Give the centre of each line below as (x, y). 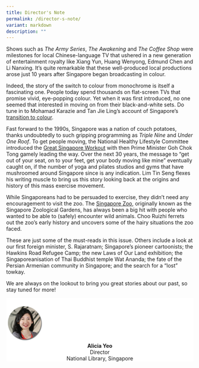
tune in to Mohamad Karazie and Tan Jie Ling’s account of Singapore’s (92, 111)
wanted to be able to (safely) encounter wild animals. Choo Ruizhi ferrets (95, 216)
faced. (14, 229)
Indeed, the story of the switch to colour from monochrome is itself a (90, 86)
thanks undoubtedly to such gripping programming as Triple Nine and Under (99, 135)
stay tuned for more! (31, 290)
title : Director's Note (36, 12)
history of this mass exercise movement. (56, 186)
